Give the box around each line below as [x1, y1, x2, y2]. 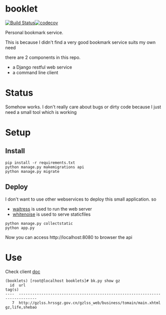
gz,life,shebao [5, 304, 37, 310]
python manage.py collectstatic [5, 221, 73, 226]
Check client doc [5, 268, 40, 275]
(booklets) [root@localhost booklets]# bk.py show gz [5, 278, 121, 283]
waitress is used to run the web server [12, 206, 92, 212]
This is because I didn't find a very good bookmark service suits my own [5, 39, 156, 45]
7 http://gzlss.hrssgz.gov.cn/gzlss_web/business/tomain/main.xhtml [12, 300, 161, 305]
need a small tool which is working [5, 109, 77, 115]
